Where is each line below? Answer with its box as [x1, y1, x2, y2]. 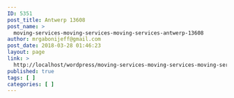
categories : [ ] [7, 81, 54, 88]
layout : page [7, 49, 45, 56]
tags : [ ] [7, 74, 36, 81]
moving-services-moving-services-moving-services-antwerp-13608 [13, 29, 204, 37]
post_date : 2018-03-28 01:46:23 [7, 42, 101, 49]
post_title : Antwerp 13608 [7, 17, 86, 23]
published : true [7, 68, 54, 75]
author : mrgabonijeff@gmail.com [7, 36, 101, 43]
